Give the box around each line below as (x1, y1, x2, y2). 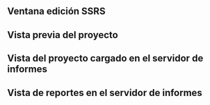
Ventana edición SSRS (7, 6, 106, 17)
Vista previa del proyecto (7, 29, 118, 41)
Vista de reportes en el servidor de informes (7, 86, 203, 99)
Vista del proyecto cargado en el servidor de (7, 52, 204, 64)
